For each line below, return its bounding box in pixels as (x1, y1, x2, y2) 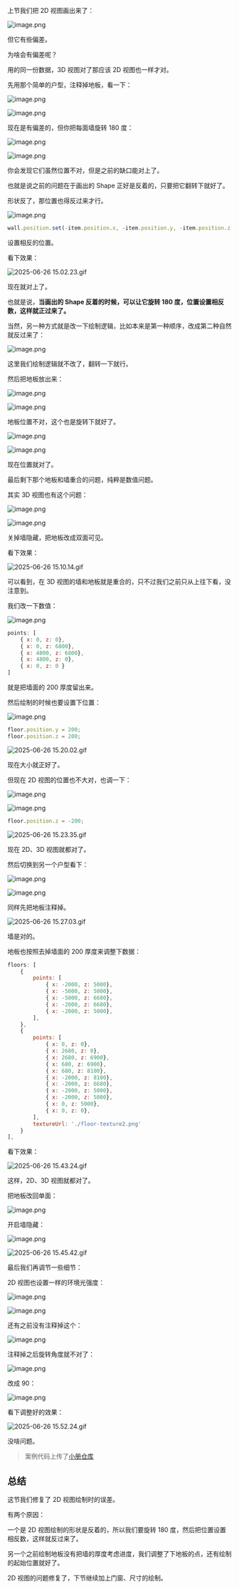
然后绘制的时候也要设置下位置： (7, 698, 101, 706)
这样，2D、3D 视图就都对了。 (7, 1176, 95, 1185)
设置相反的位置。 (7, 238, 58, 247)
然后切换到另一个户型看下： (7, 860, 89, 868)
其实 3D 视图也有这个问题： (7, 490, 88, 499)
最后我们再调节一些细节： (7, 1263, 83, 1272)
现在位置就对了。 (7, 460, 58, 468)
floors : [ (7, 961, 37, 968)
